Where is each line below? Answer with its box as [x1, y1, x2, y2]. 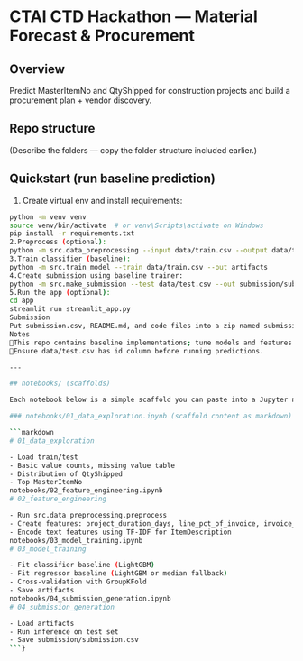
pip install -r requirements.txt [9, 229, 135, 238]
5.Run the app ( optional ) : [9, 288, 111, 297]
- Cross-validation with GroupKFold [9, 577, 147, 587]
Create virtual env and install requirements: [22, 195, 183, 206]
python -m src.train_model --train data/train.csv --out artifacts [9, 262, 269, 271]
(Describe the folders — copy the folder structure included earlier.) [9, 144, 258, 155]
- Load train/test [9, 453, 78, 462]
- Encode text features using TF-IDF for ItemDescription [9, 528, 232, 537]
